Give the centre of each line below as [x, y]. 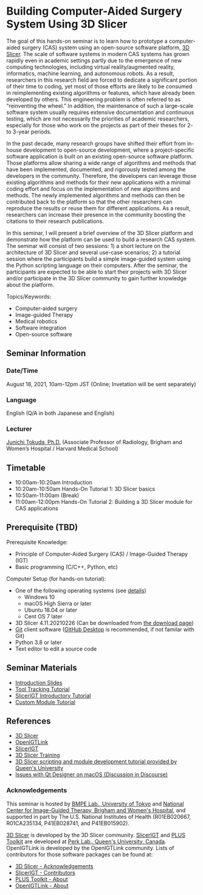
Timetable [26, 468]
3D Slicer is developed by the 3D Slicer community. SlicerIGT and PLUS [96, 835]
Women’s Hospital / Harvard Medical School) [62, 448]
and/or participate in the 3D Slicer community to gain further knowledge [97, 278]
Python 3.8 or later [38, 642]
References [29, 721]
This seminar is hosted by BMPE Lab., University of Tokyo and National [95, 804]
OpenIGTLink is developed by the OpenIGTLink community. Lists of [90, 847]
